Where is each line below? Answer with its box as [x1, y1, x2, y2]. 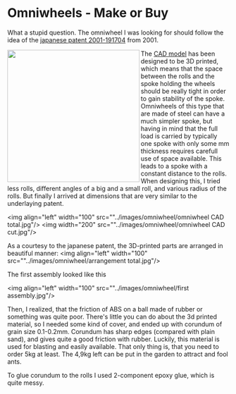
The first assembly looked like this [7, 270, 107, 278]
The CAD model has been [140, 49, 216, 58]
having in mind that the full [140, 124, 218, 133]
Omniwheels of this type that [140, 101, 225, 110]
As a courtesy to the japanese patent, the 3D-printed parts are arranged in [7, 241, 223, 250]
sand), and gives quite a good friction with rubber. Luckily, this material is [7, 335, 220, 343]
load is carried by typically [140, 132, 218, 140]
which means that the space [140, 64, 223, 73]
